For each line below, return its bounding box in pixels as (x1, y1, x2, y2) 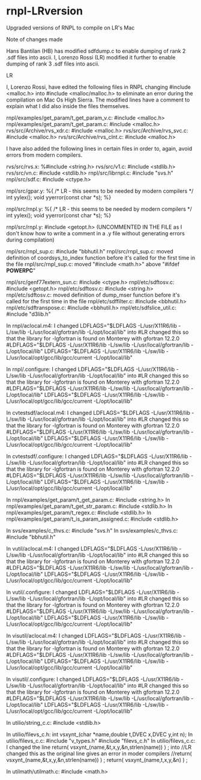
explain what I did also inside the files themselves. (6, 102, 130, 109)
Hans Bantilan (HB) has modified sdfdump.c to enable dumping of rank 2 (6, 47, 186, 55)
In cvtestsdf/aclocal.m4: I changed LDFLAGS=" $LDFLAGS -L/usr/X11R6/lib (6, 409, 190, 416)
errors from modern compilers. (6, 151, 83, 159)
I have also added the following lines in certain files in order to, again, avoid (6, 145, 193, 152)
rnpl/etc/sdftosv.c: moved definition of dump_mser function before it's (6, 291, 180, 298)
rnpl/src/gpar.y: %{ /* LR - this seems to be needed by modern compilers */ (6, 187, 194, 195)
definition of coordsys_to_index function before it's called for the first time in (6, 254, 196, 261)
